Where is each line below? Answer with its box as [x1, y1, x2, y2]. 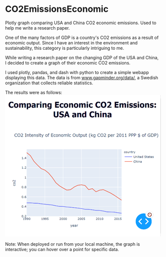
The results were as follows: [5, 89, 63, 95]
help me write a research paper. [5, 25, 70, 31]
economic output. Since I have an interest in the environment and [5, 39, 138, 45]
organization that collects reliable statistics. [5, 80, 93, 86]
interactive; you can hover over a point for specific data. [5, 246, 120, 252]
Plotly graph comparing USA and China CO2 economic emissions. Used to [5, 20, 157, 26]
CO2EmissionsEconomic [5, 3, 109, 15]
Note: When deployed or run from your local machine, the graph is [5, 241, 140, 247]
